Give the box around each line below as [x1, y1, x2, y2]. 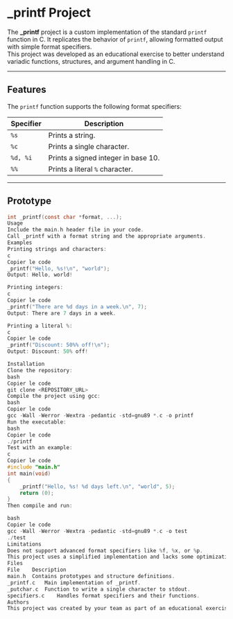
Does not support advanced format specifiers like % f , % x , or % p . [7, 547, 203, 554]
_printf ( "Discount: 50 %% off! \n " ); [7, 342, 110, 349]
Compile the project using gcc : [7, 393, 101, 400]
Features [7, 84, 46, 96]
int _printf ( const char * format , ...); [7, 213, 123, 220]
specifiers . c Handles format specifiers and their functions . [7, 592, 200, 599]
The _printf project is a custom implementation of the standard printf [7, 28, 207, 36]
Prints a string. [48, 130, 96, 140]
